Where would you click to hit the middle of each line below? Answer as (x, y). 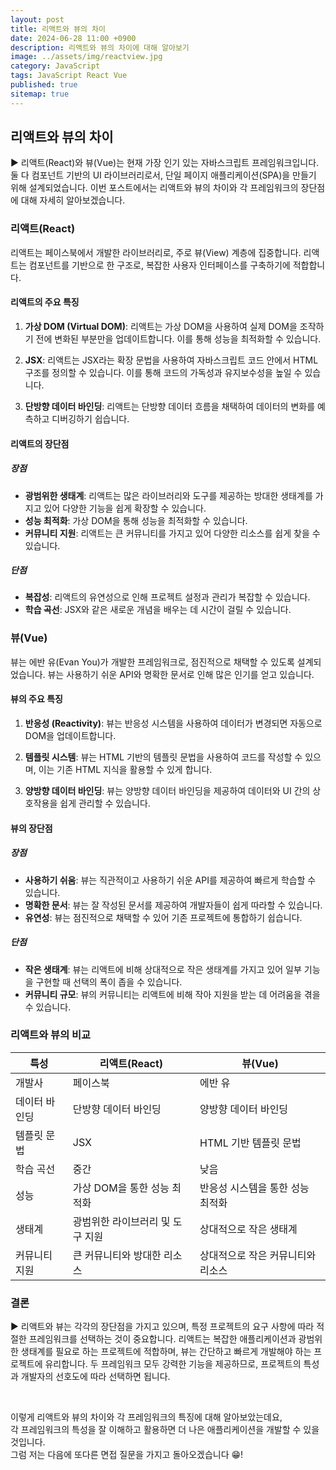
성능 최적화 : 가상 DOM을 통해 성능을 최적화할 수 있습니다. (136, 520)
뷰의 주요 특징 (36, 699)
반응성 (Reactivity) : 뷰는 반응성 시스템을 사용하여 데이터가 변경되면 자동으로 (173, 723)
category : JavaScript (55, 66)
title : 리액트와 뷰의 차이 (58, 29)
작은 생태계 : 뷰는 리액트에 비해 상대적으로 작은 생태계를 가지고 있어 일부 (163, 969)
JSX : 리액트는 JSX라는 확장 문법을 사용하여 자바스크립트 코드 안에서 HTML (171, 360)
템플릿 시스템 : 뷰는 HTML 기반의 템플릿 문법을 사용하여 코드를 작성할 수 (163, 757)
